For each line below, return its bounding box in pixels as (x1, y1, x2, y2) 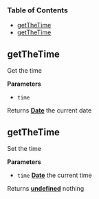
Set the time (7, 144, 42, 152)
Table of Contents (7, 5, 69, 15)
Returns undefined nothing (7, 184, 85, 192)
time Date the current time (16, 171, 92, 179)
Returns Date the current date (7, 106, 92, 115)
